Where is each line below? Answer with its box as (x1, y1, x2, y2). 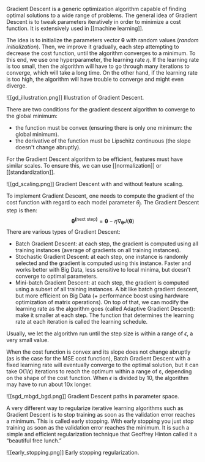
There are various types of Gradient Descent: (6, 228, 121, 236)
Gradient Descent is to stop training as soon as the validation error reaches (6, 411, 196, 419)
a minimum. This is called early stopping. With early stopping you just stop (6, 417, 194, 425)
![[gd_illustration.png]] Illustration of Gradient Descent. (6, 94, 144, 101)
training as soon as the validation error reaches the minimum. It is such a (6, 424, 190, 431)
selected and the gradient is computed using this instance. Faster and (15, 259, 192, 267)
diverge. (6, 82, 28, 89)
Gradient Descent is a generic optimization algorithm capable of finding (6, 6, 187, 12)
